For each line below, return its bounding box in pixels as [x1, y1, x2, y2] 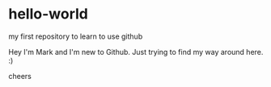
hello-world [8, 5, 89, 23]
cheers [8, 71, 32, 81]
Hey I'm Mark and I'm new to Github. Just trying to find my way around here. [8, 47, 264, 56]
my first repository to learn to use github [8, 31, 143, 41]
